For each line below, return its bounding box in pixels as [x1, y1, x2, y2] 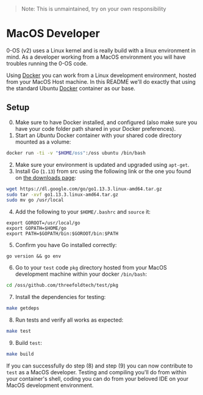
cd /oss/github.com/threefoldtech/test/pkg [6, 282, 119, 289]
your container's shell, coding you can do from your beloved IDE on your [6, 375, 189, 382]
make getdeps [6, 305, 40, 311]
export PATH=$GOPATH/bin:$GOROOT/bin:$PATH [6, 231, 119, 237]
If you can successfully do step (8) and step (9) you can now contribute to [6, 362, 193, 369]
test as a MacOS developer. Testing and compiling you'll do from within [6, 368, 187, 375]
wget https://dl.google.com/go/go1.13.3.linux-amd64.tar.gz [6, 186, 163, 192]
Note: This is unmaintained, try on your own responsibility [21, 6, 166, 12]
